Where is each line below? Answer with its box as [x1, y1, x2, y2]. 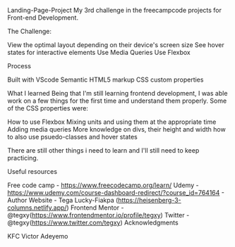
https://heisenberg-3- [117, 196, 181, 204]
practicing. [7, 154, 39, 162]
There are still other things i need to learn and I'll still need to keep [7, 146, 200, 154]
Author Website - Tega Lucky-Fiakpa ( [7, 196, 119, 204]
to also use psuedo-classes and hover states [7, 133, 138, 141]
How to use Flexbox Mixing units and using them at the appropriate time [7, 118, 217, 126]
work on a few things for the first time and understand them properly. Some [7, 96, 227, 105]
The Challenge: [7, 27, 52, 35]
